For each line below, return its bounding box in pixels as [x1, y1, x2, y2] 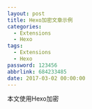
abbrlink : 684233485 [7, 68, 68, 75]
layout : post [7, 10, 45, 17]
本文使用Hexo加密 [7, 94, 59, 103]
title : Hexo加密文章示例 [7, 17, 73, 24]
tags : [7, 42, 23, 49]
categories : [7, 23, 42, 30]
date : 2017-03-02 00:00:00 [7, 74, 86, 82]
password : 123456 [7, 62, 58, 69]
